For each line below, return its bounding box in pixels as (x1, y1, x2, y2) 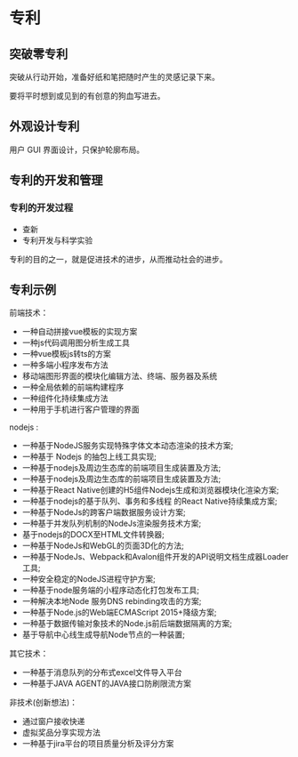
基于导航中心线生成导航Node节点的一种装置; (21, 629, 185, 640)
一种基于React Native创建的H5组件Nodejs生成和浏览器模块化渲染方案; (21, 485, 279, 495)
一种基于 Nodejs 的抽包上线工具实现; (21, 451, 157, 463)
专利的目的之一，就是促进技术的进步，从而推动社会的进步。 (9, 254, 228, 264)
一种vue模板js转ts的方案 (21, 349, 111, 359)
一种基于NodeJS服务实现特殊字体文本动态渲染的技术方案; (21, 440, 234, 451)
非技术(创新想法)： (9, 697, 78, 708)
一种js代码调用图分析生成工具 (21, 337, 131, 348)
